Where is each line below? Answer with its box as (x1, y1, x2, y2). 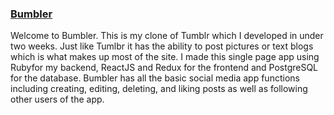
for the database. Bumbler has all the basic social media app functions (10, 72, 300, 84)
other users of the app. (10, 93, 105, 106)
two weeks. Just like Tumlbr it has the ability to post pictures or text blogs (10, 40, 314, 52)
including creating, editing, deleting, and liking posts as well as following (10, 83, 308, 95)
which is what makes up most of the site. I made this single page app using (10, 51, 320, 63)
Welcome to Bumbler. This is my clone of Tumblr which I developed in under (10, 30, 324, 42)
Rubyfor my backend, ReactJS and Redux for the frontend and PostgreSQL (10, 62, 319, 74)
